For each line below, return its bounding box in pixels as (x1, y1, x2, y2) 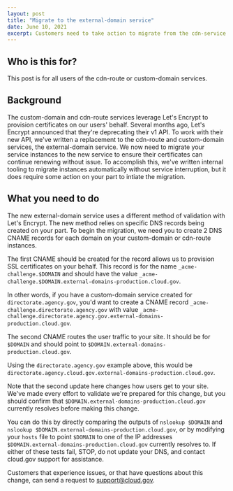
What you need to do (7, 193, 100, 205)
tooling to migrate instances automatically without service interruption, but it (7, 165, 227, 173)
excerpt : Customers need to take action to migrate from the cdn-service (7, 29, 227, 37)
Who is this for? (7, 55, 77, 67)
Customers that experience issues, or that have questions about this (7, 468, 204, 476)
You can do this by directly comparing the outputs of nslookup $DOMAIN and (7, 418, 223, 426)
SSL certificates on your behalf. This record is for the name (7, 262, 177, 270)
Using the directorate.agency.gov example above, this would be (7, 361, 193, 369)
